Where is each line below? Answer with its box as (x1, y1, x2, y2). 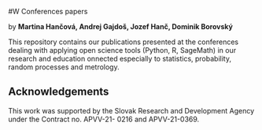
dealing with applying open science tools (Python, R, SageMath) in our (8, 46, 237, 54)
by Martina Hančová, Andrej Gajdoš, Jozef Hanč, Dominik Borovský (8, 22, 234, 31)
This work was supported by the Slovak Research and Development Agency (8, 106, 255, 115)
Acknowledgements (8, 85, 109, 98)
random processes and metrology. (8, 62, 120, 72)
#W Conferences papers (8, 7, 88, 16)
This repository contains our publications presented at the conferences (8, 37, 238, 46)
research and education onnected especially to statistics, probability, (8, 54, 232, 63)
